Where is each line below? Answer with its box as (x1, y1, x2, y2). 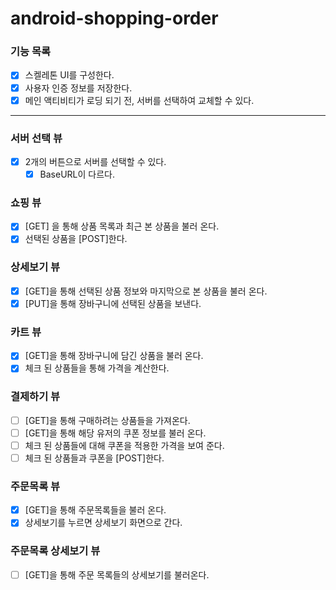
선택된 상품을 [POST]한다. (24, 233, 128, 245)
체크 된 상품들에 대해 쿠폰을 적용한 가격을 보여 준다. (24, 439, 225, 451)
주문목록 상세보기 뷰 (10, 544, 101, 558)
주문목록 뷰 (10, 479, 61, 493)
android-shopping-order (10, 7, 219, 30)
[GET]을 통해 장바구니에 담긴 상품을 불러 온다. (24, 350, 204, 362)
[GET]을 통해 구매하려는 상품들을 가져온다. (24, 414, 191, 426)
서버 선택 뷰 (10, 131, 63, 145)
